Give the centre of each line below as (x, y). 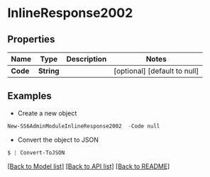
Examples (29, 96)
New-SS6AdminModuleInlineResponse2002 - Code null (84, 126)
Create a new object (47, 113)
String (49, 71)
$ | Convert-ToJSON (36, 153)
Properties (31, 39)
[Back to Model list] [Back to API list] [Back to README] (89, 166)
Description (87, 59)
